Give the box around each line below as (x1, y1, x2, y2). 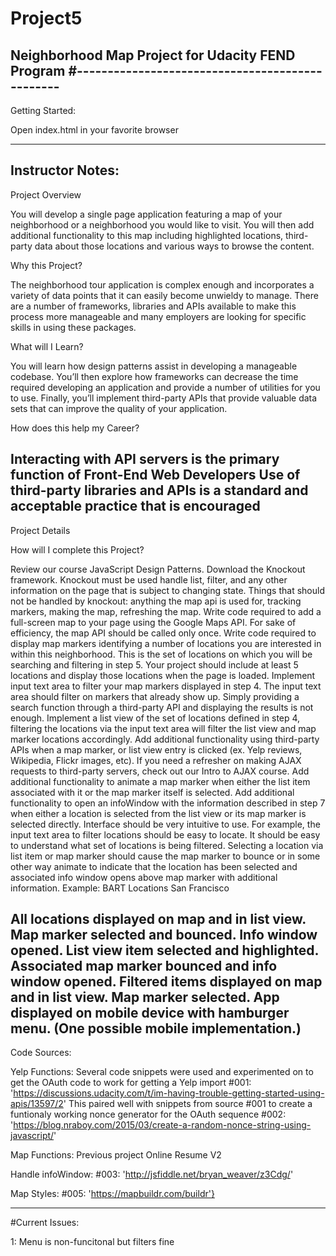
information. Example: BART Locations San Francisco (10, 882, 230, 894)
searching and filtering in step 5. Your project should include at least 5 (10, 658, 299, 671)
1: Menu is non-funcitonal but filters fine (10, 1236, 175, 1248)
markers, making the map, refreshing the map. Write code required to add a (10, 605, 322, 617)
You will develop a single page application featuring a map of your (10, 208, 283, 220)
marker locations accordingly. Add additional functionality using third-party (10, 733, 320, 745)
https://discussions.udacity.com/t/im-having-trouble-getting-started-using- (13, 1087, 325, 1099)
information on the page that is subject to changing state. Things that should (10, 584, 325, 596)
